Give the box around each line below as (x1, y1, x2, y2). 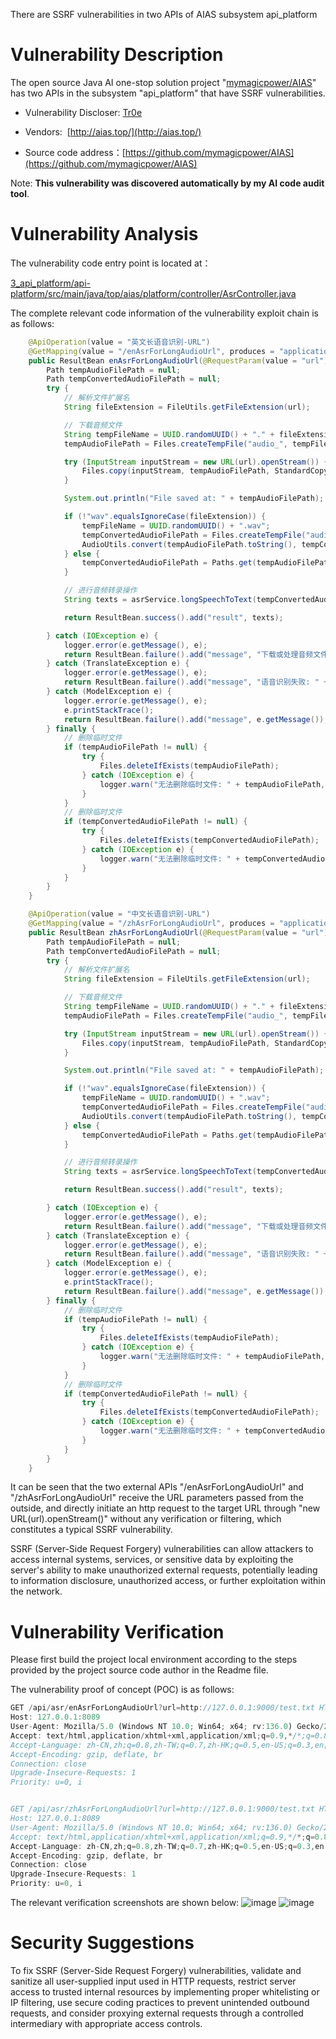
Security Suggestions (10, 1932, 195, 1954)
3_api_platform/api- (10, 277, 92, 289)
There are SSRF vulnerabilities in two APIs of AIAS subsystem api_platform (10, 9, 318, 20)
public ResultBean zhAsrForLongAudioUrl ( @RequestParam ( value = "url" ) (28, 927, 329, 938)
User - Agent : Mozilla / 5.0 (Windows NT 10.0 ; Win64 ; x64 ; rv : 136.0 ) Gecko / (10, 1722, 325, 1732)
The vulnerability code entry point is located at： (10, 257, 212, 269)
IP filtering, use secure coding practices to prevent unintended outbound (10, 1997, 310, 2008)
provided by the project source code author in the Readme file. (10, 1664, 269, 1676)
